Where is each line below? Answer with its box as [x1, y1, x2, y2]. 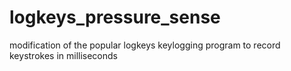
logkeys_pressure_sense [9, 6, 221, 29]
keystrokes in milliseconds [9, 49, 118, 61]
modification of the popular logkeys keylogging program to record [9, 39, 281, 51]
